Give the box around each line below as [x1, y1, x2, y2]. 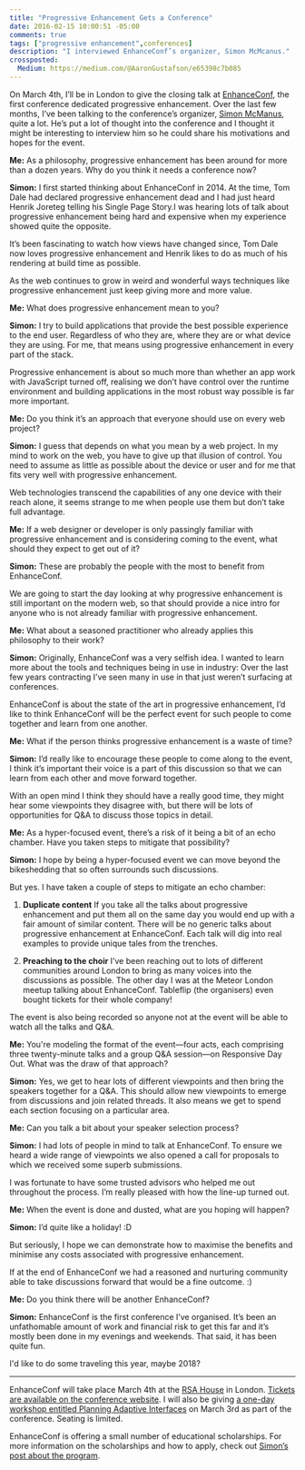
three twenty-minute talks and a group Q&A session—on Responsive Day [9, 1048, 283, 1059]
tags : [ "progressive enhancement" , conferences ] [9, 38, 193, 48]
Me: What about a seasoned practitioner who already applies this [9, 624, 254, 636]
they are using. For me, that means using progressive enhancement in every [9, 339, 294, 350]
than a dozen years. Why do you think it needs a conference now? [9, 164, 257, 175]
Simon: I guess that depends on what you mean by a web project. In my [9, 440, 279, 451]
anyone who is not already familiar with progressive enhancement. [9, 607, 259, 618]
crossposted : [9, 55, 59, 65]
